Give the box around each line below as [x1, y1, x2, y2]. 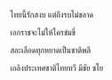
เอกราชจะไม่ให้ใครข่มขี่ [10, 28, 76, 37]
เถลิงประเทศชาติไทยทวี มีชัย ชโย [10, 63, 104, 73]
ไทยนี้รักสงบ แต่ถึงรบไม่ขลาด [10, 10, 94, 20]
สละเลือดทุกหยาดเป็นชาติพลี [10, 45, 92, 55]
